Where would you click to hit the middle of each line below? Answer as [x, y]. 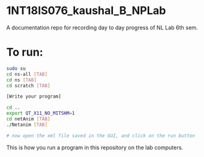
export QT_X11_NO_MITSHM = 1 [41, 114]
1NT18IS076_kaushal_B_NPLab [86, 11]
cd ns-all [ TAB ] [27, 74]
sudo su [16, 68]
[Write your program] [34, 97]
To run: [25, 52]
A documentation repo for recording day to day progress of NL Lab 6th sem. [102, 27]
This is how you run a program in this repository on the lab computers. [95, 147]
